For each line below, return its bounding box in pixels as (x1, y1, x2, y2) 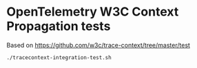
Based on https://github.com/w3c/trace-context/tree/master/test (6, 41, 191, 49)
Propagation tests (6, 18, 111, 34)
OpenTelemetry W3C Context (6, 4, 179, 20)
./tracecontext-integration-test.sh (6, 54, 112, 61)
